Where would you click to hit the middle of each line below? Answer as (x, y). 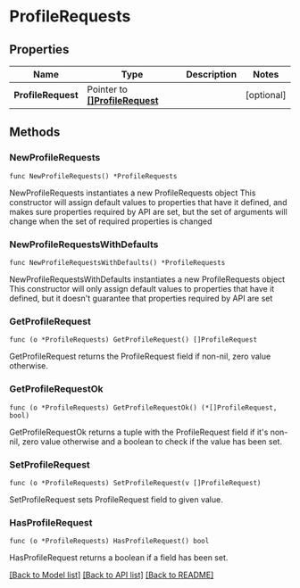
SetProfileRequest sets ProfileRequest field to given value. (116, 499)
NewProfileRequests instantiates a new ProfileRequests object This (133, 193)
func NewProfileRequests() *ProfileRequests (93, 176)
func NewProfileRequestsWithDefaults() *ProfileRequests (117, 262)
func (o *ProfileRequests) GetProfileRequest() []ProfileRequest (133, 340)
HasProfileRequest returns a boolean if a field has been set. (119, 558)
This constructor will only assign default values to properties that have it (142, 288)
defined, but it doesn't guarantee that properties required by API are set (141, 298)
